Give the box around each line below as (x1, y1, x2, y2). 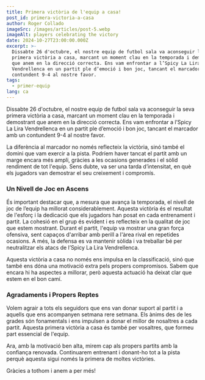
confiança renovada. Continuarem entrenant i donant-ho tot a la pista (6, 349, 181, 356)
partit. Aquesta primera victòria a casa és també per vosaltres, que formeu (6, 324, 194, 331)
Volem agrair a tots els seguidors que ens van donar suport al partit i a (6, 304, 183, 312)
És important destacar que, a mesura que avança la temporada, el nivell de (6, 198, 195, 206)
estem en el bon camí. (6, 275, 62, 283)
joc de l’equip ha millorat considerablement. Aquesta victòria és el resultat (6, 205, 192, 212)
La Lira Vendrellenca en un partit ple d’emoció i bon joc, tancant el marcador (6, 125, 198, 132)
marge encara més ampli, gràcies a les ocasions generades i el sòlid (6, 156, 178, 163)
